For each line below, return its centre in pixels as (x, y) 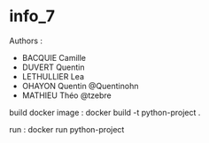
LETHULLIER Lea (53, 76)
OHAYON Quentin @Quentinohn (80, 86)
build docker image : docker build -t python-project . (105, 112)
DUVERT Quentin (54, 67)
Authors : (26, 41)
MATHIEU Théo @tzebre (67, 95)
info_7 (32, 16)
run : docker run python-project (67, 129)
